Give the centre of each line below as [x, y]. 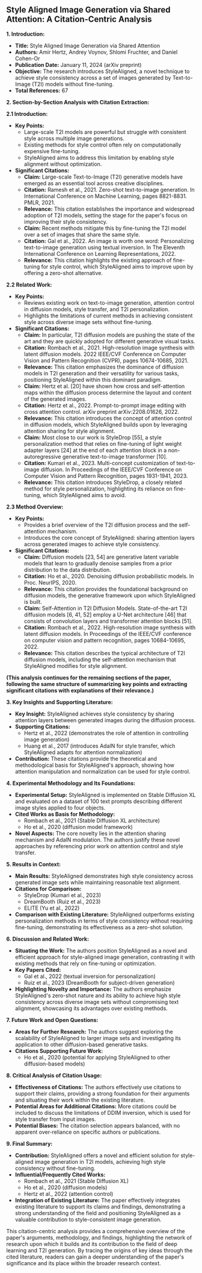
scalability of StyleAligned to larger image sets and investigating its [98, 1038]
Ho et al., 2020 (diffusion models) [66, 1187]
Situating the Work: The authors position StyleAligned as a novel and [101, 950]
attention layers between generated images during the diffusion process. [105, 720]
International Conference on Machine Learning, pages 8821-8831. [106, 196]
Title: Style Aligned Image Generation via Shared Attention [87, 45]
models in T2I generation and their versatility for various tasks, [101, 373]
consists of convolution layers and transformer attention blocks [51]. [108, 621]
